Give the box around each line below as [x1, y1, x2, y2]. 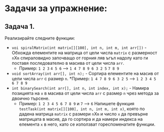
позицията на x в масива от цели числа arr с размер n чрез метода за [11, 91, 159, 96]
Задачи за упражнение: [4, 3, 107, 14]
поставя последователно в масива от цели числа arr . [11, 60, 124, 66]
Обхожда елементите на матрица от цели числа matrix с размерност [11, 50, 157, 56]
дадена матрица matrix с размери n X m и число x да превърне [19, 111, 148, 117]
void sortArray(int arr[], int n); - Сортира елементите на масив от [11, 71, 159, 76]
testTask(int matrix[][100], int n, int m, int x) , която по [19, 106, 145, 112]
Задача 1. [4, 22, 35, 31]
